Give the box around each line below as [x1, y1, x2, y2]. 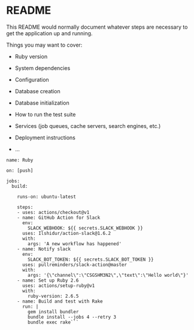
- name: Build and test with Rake [17, 298, 103, 304]
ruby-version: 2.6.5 [28, 293, 79, 299]
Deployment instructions [14, 134, 76, 141]
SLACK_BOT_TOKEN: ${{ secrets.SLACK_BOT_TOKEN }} [28, 256, 154, 262]
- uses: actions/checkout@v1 [17, 209, 90, 215]
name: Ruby [6, 157, 34, 163]
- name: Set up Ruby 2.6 [17, 277, 79, 283]
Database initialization [14, 99, 70, 106]
